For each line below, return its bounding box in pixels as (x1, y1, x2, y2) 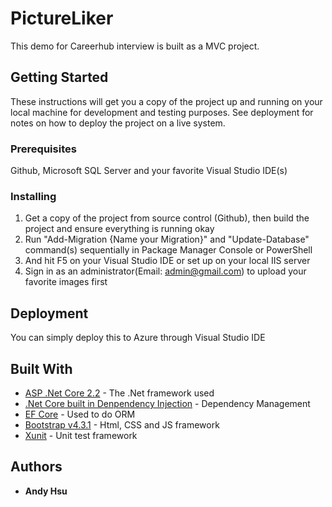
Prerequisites (10, 142, 77, 156)
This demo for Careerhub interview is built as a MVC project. (10, 40, 260, 52)
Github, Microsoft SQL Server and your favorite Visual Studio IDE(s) (10, 165, 288, 177)
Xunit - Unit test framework (24, 429, 138, 441)
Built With (10, 360, 73, 377)
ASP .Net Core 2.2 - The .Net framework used (24, 387, 215, 399)
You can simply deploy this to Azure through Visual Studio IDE (10, 332, 266, 344)
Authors (10, 458, 63, 476)
